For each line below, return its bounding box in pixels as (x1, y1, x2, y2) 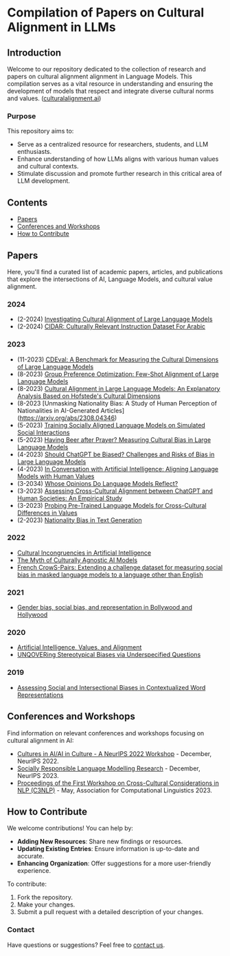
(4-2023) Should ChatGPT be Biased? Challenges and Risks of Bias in (16, 450, 215, 458)
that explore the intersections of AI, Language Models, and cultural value (7, 275, 213, 283)
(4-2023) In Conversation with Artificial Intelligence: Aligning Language (16, 465, 218, 473)
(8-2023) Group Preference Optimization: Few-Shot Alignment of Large (16, 370, 219, 378)
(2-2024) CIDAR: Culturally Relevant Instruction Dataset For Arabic (16, 322, 206, 331)
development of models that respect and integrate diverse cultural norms (7, 87, 214, 95)
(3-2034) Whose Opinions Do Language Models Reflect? (16, 479, 179, 487)
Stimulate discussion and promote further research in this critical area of (16, 170, 222, 178)
